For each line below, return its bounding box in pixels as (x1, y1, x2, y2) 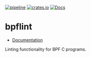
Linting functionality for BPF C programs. (5, 46, 87, 52)
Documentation (12, 37, 43, 43)
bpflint (5, 22, 32, 32)
